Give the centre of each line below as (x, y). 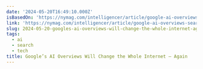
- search (23, 46)
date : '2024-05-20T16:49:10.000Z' (50, 12)
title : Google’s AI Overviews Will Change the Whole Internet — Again (97, 56)
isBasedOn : (20, 17)
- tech (20, 51)
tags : (13, 34)
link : (13, 23)
